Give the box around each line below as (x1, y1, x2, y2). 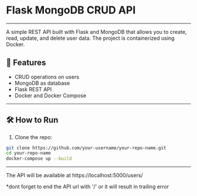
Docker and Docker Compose (14, 92, 87, 99)
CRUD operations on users (14, 73, 79, 80)
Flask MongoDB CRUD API (6, 4, 136, 17)
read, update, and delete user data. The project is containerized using (6, 35, 175, 42)
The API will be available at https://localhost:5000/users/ (6, 172, 144, 179)
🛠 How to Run (6, 115, 59, 125)
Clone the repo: (14, 133, 53, 140)
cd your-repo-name (6, 150, 51, 156)
